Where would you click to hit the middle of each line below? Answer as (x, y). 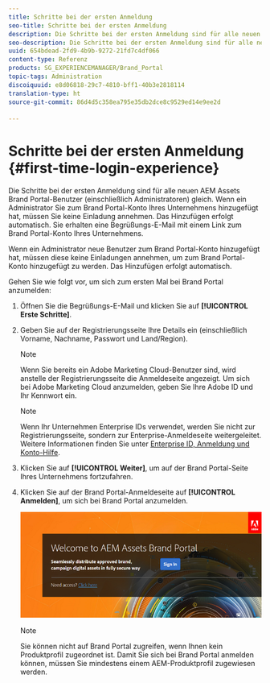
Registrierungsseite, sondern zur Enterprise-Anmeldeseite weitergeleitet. (141, 436)
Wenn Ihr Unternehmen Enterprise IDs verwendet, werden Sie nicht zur (137, 427)
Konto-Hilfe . (40, 453)
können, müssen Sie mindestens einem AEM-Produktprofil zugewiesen (137, 663)
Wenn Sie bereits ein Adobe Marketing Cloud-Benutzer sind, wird (128, 370)
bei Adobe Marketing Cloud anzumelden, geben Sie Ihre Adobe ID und (136, 387)
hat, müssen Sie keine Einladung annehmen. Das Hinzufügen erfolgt (121, 217)
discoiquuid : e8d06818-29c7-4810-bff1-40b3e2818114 (96, 85)
